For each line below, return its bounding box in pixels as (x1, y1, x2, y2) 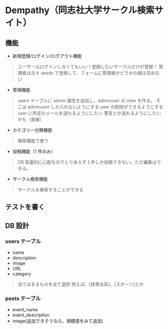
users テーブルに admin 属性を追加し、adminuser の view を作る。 (17, 97, 155, 103)
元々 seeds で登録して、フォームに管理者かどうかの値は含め (31, 70, 155, 76)
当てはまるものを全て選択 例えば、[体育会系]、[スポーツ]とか (17, 281, 144, 287)
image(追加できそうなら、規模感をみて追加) (12, 318, 104, 324)
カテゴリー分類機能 (12, 127, 53, 133)
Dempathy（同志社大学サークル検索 (5, 5, 154, 16)
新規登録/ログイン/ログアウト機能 (12, 53, 82, 59)
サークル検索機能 (12, 176, 48, 182)
